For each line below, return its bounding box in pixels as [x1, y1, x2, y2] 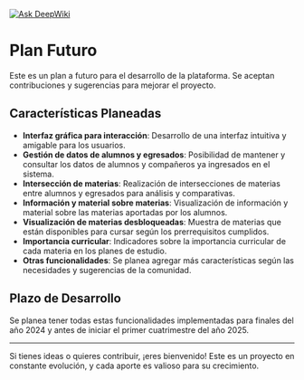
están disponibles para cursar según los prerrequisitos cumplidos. [22, 226, 270, 237]
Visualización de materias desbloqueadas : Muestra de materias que [22, 216, 282, 227]
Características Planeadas [9, 106, 162, 121]
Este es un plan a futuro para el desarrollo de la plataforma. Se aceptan [9, 70, 275, 81]
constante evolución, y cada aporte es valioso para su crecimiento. [9, 360, 260, 371]
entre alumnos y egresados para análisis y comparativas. [22, 187, 235, 198]
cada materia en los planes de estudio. [22, 245, 167, 256]
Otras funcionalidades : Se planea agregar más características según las [22, 254, 294, 266]
